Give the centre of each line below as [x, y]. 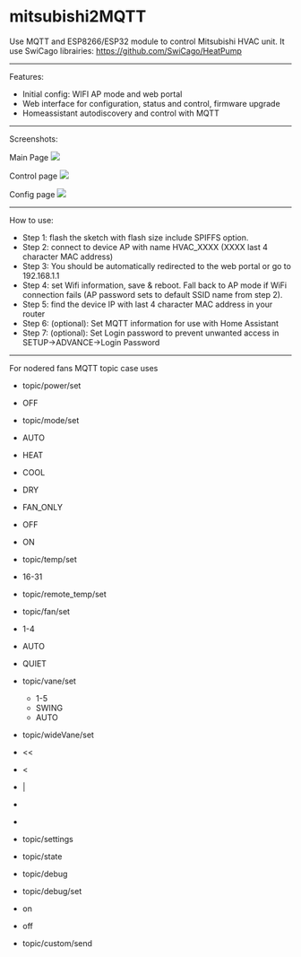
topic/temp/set [50, 559]
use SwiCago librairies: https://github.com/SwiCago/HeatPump [125, 50]
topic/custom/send [57, 943]
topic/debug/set [52, 891]
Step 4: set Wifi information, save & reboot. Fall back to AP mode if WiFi [155, 285]
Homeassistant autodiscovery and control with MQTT [120, 113]
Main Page [29, 157]
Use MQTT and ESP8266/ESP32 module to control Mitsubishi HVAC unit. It [147, 41]
